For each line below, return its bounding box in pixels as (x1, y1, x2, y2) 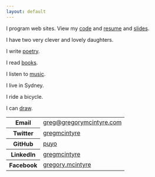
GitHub (13, 139, 34, 148)
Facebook (9, 161, 38, 169)
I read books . (6, 59, 38, 66)
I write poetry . (6, 48, 40, 55)
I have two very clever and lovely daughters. (6, 36, 114, 43)
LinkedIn (11, 151, 36, 159)
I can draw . (6, 104, 34, 112)
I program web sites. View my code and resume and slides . (6, 25, 150, 32)
